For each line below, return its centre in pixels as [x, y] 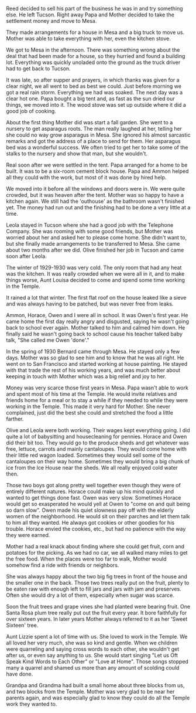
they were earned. [28, 535]
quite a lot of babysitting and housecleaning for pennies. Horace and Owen [97, 437]
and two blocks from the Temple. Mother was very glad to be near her [90, 692]
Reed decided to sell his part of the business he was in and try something [94, 9]
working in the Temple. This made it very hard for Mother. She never [88, 406]
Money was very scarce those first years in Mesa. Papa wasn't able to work [97, 388]
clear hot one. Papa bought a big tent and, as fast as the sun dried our [90, 99]
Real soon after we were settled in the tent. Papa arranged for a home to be [97, 165]
